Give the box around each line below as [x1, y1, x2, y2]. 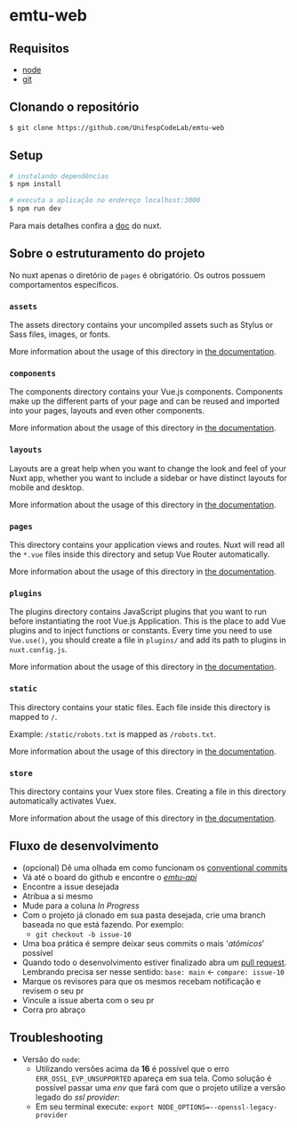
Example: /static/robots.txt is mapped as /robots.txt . [9, 728, 216, 740]
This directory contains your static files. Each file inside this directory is [9, 701, 271, 713]
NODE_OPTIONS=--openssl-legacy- [157, 1102, 278, 1112]
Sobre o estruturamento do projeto [9, 246, 205, 261]
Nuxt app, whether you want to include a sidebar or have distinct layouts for [9, 472, 287, 483]
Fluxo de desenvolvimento [9, 838, 159, 854]
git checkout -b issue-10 [35, 930, 132, 939]
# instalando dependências [9, 171, 109, 181]
